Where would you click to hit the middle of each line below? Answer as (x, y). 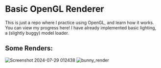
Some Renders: (29, 48)
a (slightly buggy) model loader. (37, 33)
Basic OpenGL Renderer (55, 9)
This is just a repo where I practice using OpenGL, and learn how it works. (80, 23)
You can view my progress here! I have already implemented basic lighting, (81, 27)
